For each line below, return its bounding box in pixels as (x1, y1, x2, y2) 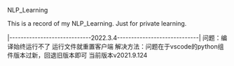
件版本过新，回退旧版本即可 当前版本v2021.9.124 (7, 51, 148, 59)
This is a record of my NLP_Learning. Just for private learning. (7, 19, 187, 27)
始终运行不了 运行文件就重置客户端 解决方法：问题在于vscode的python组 (13, 42, 224, 51)
